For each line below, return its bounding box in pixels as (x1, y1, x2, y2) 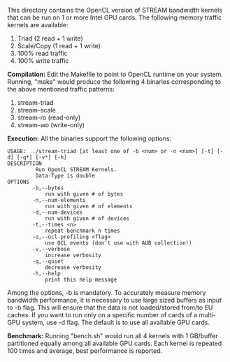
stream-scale (17, 106, 56, 114)
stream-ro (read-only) (17, 113, 81, 122)
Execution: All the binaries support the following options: (7, 134, 172, 143)
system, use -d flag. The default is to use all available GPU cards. (22, 318, 210, 326)
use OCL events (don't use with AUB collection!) (44, 240, 192, 247)
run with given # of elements (44, 203, 133, 210)
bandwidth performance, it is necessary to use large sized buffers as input (7, 296, 222, 304)
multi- (199, 311, 216, 319)
